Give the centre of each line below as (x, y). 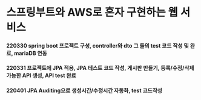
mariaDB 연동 (31, 53)
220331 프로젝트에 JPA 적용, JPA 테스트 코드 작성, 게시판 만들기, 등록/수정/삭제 (100, 68)
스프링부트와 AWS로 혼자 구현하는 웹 (92, 12)
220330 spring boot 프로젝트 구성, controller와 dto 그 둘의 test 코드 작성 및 (97, 45)
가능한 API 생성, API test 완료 (41, 75)
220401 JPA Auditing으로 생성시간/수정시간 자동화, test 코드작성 (84, 90)
